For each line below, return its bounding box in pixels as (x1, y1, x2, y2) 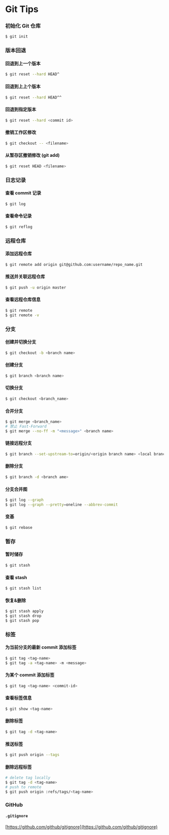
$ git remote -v (5, 313, 39, 318)
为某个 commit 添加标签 (5, 672, 54, 678)
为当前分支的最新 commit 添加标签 (5, 644, 76, 651)
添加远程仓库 (5, 250, 32, 257)
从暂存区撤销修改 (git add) (5, 152, 60, 158)
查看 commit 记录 (5, 190, 41, 196)
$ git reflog (5, 224, 33, 229)
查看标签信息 (5, 695, 32, 701)
